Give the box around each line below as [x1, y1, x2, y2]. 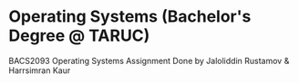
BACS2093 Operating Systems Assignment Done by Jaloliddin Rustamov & [8, 55, 290, 66]
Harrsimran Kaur [8, 65, 71, 76]
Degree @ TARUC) [8, 25, 150, 46]
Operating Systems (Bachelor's [8, 6, 252, 27]
